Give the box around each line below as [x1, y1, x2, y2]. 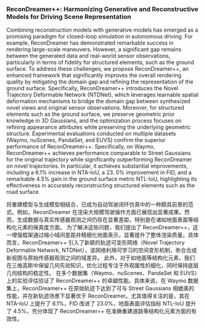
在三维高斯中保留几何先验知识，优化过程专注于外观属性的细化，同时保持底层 [6, 262, 199, 269]
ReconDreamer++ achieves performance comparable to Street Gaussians [6, 149, 191, 157]
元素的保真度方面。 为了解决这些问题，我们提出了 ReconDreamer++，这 [16, 224, 198, 231]
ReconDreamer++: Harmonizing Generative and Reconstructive [6, 5, 198, 13]
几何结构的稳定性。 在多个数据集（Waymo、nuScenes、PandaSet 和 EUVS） [6, 269, 198, 277]
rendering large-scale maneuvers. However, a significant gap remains [6, 46, 182, 53]
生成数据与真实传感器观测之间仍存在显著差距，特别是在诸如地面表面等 [16, 216, 193, 224]
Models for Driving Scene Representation [6, 12, 131, 21]
